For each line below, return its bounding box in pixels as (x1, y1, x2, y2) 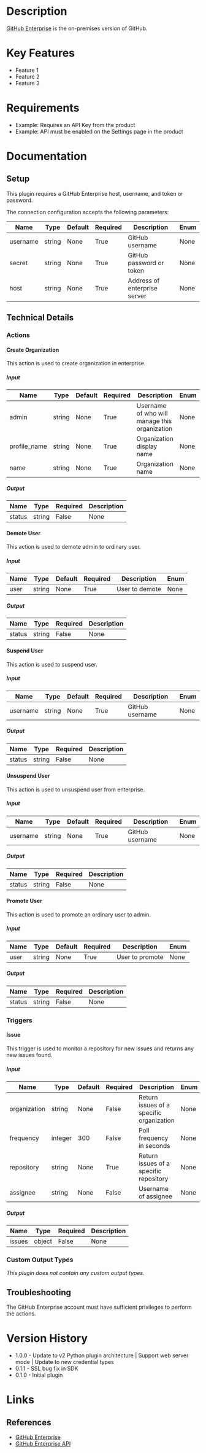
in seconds (139, 1141, 170, 1150)
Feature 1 (15, 66, 39, 74)
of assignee (139, 1192, 173, 1201)
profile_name (9, 442, 47, 451)
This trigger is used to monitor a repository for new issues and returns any (6, 1045, 194, 1052)
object (34, 1237, 52, 1246)
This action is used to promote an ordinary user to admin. (6, 910, 151, 918)
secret (9, 258, 28, 267)
